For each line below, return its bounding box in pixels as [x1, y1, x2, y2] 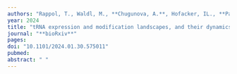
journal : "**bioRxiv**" [7, 30, 78, 37]
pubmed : [7, 50, 30, 57]
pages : [7, 37, 27, 44]
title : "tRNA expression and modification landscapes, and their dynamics [7, 23, 232, 30]
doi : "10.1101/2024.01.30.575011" [7, 43, 109, 50]
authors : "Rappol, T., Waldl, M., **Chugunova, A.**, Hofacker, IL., [7, 10, 217, 18]
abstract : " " [7, 56, 49, 63]
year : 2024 [7, 17, 39, 24]
